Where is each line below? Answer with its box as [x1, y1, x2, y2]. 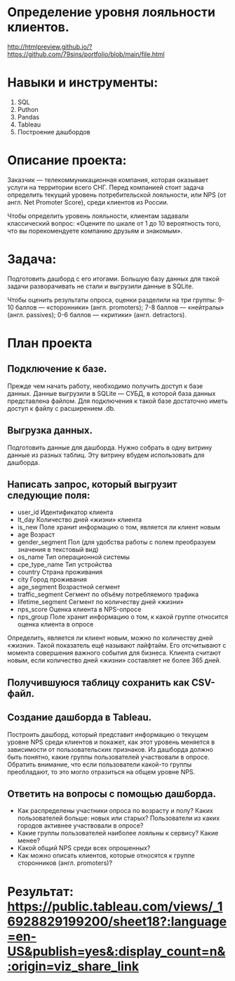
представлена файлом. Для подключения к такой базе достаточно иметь [7, 397, 228, 405]
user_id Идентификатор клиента [17, 508, 114, 517]
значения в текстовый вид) [17, 546, 99, 554]
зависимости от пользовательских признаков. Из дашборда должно [7, 745, 214, 753]
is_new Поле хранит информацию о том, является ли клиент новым [17, 523, 221, 532]
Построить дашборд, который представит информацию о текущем [7, 730, 208, 738]
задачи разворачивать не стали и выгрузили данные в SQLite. [7, 282, 194, 290]
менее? [17, 836, 41, 845]
